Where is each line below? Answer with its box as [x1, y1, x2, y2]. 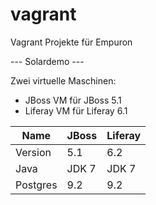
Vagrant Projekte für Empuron [10, 36, 133, 48]
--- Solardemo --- [10, 55, 85, 67]
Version [15, 145, 52, 159]
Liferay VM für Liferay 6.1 [24, 104, 128, 117]
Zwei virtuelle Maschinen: [10, 74, 117, 87]
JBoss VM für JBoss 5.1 [24, 94, 122, 106]
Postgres [15, 178, 58, 192]
